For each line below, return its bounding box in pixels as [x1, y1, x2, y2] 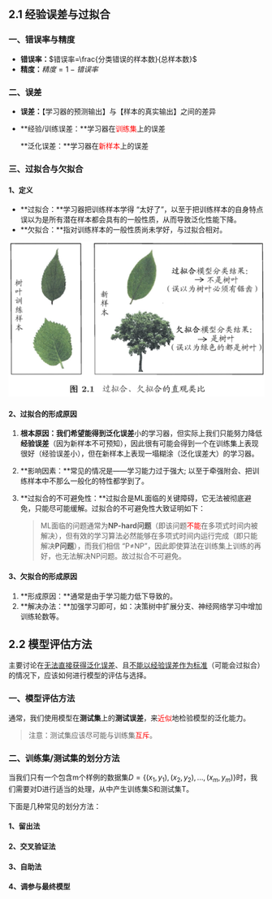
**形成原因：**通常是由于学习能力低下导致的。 [19, 591, 177, 601]
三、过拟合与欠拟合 [8, 163, 84, 175]
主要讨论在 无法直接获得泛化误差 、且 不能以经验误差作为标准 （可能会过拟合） [8, 660, 265, 670]
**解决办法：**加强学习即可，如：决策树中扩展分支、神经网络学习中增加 [19, 601, 262, 611]
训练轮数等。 [19, 612, 63, 621]
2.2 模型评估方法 [8, 638, 93, 651]
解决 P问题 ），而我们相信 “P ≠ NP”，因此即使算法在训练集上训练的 [40, 541, 254, 551]
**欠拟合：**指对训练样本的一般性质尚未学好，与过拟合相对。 [19, 225, 227, 235]
